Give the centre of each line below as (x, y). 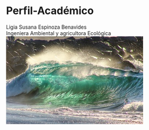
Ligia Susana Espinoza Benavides (46, 27)
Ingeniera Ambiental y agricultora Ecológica (59, 33)
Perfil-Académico (50, 11)
